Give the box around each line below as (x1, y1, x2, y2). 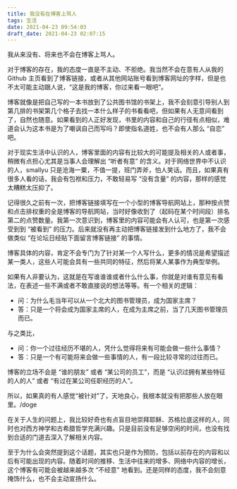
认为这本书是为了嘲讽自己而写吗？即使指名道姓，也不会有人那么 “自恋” (19, 124, 225, 133)
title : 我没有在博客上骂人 (7, 10, 78, 18)
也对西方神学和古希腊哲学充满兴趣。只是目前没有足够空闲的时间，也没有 (13, 424, 224, 433)
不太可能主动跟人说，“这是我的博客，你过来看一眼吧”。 (7, 83, 168, 92)
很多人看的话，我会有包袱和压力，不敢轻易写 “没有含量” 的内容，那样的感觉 (7, 174, 227, 183)
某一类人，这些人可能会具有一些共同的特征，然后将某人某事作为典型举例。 (7, 258, 224, 266)
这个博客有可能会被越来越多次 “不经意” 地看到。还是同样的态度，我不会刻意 (7, 466, 227, 474)
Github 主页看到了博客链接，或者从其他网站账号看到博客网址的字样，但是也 (7, 74, 226, 83)
